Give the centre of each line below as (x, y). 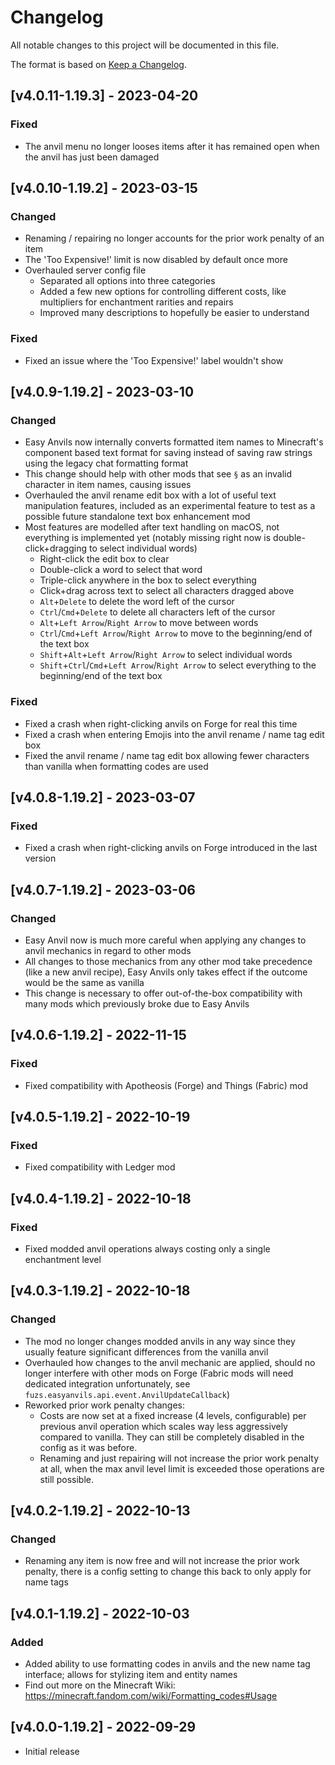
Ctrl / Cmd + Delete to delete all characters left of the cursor (157, 612)
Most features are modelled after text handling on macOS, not (152, 527)
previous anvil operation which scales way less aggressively (163, 1426)
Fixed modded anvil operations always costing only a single (147, 1249)
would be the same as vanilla (84, 982)
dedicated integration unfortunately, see (107, 1383)
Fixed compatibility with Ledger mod (100, 1167)
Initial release (52, 1751)
